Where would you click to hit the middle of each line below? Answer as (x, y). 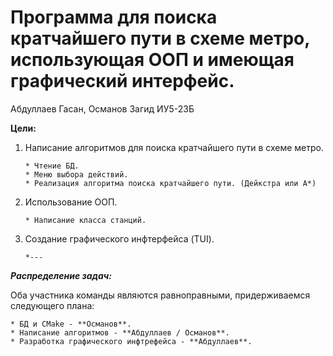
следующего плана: (52, 305)
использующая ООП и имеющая (152, 60)
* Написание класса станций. (85, 220)
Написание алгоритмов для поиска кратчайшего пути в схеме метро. (174, 147)
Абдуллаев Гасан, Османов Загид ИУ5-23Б (102, 108)
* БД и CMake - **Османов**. (71, 324)
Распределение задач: (61, 275)
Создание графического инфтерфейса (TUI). (119, 238)
